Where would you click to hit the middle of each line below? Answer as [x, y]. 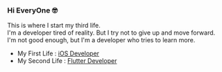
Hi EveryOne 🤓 [32, 10]
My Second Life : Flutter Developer [67, 61]
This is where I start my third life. [54, 26]
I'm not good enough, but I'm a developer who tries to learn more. [101, 40]
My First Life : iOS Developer [58, 53]
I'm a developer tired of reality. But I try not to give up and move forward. [111, 33]
